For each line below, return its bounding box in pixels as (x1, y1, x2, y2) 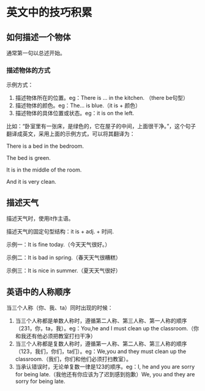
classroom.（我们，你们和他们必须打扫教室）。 (15, 355, 132, 362)
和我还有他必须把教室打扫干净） (15, 332, 96, 340)
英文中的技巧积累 (6, 6, 93, 20)
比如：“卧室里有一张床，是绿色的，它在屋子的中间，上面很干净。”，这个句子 (6, 123, 196, 130)
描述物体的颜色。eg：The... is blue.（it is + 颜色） (15, 102, 141, 109)
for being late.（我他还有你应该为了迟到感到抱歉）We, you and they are (15, 370, 195, 378)
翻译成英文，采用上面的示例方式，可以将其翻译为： (6, 130, 135, 138)
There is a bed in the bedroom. (6, 142, 84, 150)
